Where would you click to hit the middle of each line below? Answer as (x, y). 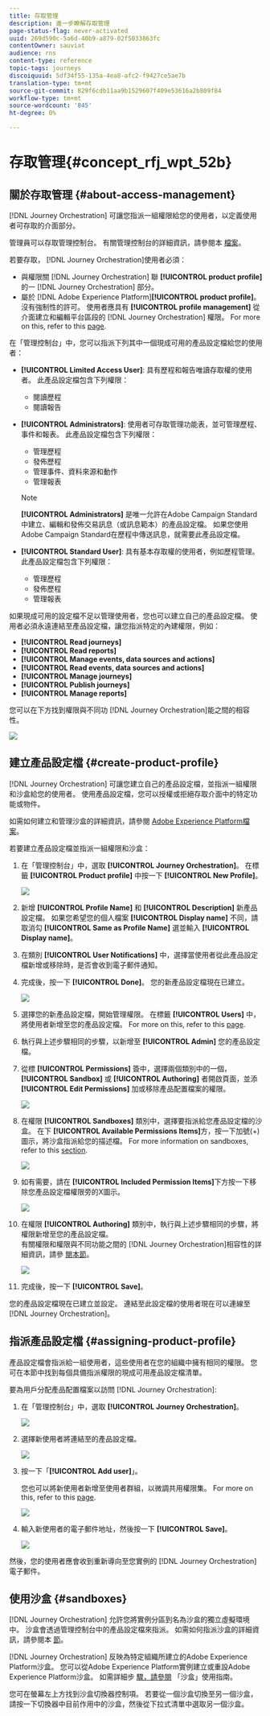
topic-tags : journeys (45, 68)
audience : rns (33, 53)
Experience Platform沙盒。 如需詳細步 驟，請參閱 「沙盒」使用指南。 (123, 1677)
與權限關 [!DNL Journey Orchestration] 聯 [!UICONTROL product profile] (141, 277)
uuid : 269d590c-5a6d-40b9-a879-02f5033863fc (85, 38)
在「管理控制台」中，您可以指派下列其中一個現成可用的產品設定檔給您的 (129, 342)
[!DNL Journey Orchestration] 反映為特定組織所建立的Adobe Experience (129, 1657)
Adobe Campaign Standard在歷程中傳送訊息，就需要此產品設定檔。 (133, 534)
